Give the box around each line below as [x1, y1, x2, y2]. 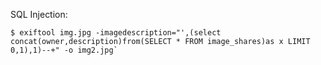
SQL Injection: [10, 9, 68, 20]
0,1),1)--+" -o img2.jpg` [10, 45, 118, 55]
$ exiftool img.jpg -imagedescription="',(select [10, 28, 222, 38]
